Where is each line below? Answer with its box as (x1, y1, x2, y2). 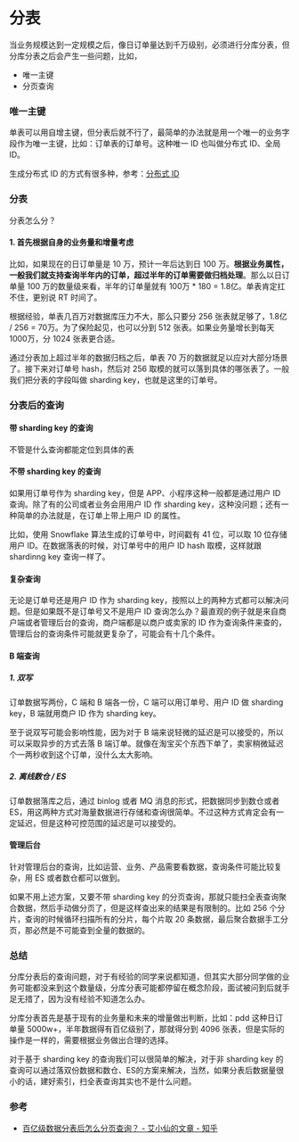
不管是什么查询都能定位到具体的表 (9, 443, 134, 455)
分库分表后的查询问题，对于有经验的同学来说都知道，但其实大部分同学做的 (9, 972, 282, 982)
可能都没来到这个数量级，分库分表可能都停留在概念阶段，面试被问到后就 (16, 982, 282, 993)
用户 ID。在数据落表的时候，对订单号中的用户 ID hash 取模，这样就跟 (9, 541, 263, 551)
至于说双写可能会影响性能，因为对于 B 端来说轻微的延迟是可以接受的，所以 (9, 726, 285, 737)
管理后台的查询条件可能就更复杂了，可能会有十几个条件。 (9, 628, 220, 639)
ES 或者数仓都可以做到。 (34, 873, 125, 883)
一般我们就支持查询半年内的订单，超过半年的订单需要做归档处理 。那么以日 (9, 269, 282, 280)
